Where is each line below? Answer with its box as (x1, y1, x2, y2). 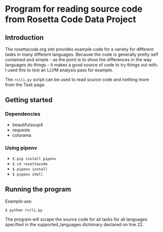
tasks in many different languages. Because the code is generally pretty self (5, 51, 159, 57)
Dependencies (5, 111, 41, 117)
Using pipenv (5, 144, 38, 151)
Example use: (5, 198, 33, 204)
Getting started (5, 96, 53, 104)
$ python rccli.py (5, 208, 43, 212)
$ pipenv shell (12, 172, 44, 177)
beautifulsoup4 (12, 121, 43, 128)
